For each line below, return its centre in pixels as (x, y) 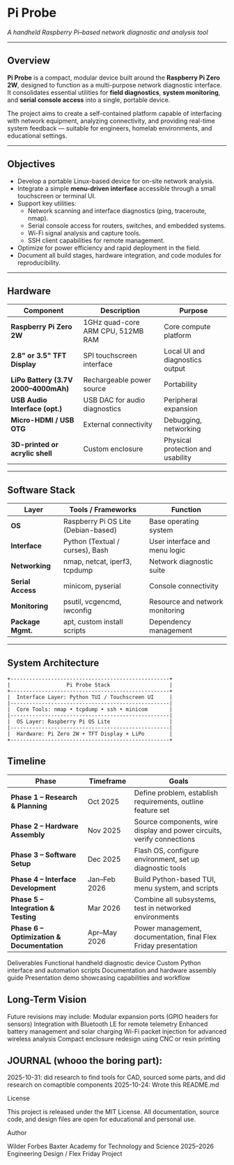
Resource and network (186, 602)
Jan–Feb (102, 879)
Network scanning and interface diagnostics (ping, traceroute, (117, 210)
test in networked (163, 908)
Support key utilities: (47, 203)
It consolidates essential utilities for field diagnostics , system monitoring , (114, 92)
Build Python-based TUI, (175, 879)
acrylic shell (31, 453)
